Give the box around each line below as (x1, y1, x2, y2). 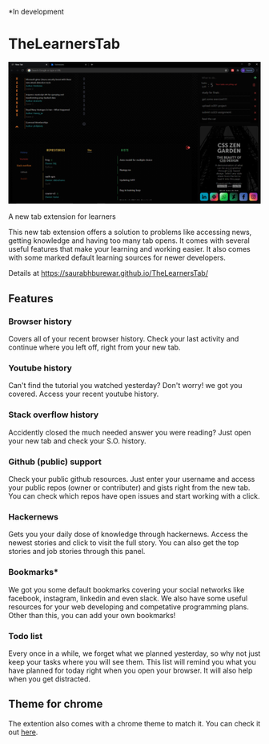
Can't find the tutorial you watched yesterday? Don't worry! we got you (8, 381, 243, 390)
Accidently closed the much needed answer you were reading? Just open (8, 427, 251, 437)
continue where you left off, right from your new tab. (8, 342, 181, 352)
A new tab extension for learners (8, 212, 116, 221)
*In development (8, 7, 64, 16)
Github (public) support (8, 456, 102, 467)
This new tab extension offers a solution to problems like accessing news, (8, 228, 252, 237)
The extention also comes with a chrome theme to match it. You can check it (8, 718, 261, 728)
